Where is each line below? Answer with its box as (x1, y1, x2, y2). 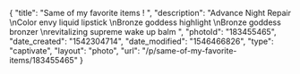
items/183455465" (9, 55, 78, 65)
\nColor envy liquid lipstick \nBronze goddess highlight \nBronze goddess (9, 17, 282, 28)
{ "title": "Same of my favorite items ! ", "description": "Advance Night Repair (9, 8, 291, 18)
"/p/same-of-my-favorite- (141, 45, 237, 56)
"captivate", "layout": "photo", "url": (9, 45, 141, 56)
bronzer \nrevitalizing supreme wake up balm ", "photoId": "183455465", (9, 27, 277, 37)
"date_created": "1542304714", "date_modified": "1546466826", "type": (9, 36, 275, 46)
